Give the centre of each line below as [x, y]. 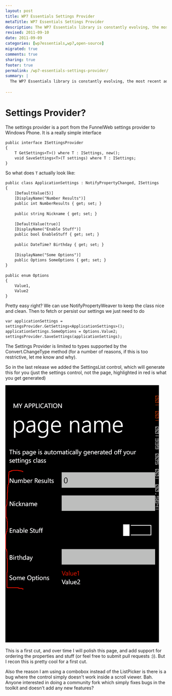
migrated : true [21, 49]
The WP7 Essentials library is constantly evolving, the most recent [85, 82]
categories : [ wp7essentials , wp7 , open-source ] [55, 44]
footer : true [19, 65]
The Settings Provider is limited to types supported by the [66, 346]
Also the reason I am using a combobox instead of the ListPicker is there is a [86, 671]
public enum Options [27, 275]
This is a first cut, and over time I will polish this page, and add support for [83, 650]
